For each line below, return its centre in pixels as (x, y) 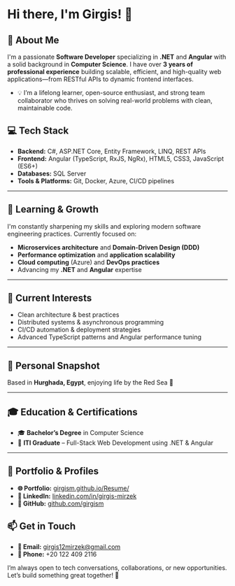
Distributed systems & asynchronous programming (91, 322)
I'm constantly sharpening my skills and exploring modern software (104, 226)
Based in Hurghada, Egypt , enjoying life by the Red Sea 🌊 (90, 383)
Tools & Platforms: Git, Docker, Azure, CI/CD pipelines (96, 180)
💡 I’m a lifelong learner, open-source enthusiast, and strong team (111, 93)
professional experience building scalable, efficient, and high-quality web (114, 72)
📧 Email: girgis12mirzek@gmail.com (69, 546)
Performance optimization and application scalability (96, 255)
